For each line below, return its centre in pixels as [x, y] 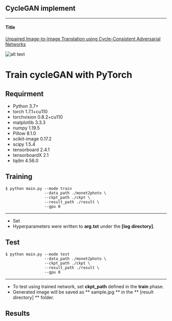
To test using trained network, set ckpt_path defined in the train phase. [88, 286]
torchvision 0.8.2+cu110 [38, 117]
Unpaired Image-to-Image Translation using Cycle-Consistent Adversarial [83, 39]
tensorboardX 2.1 [31, 155]
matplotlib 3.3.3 [29, 123]
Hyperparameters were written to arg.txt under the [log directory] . [83, 226]
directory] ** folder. [33, 297]
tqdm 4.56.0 [26, 161]
